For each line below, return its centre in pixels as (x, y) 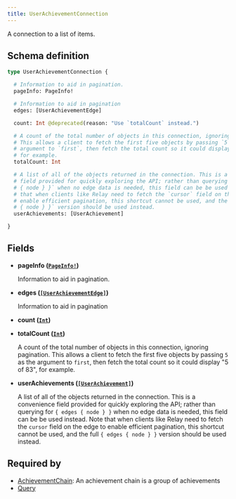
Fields (21, 248)
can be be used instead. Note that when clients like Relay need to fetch (120, 419)
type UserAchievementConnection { (58, 72)
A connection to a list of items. (51, 34)
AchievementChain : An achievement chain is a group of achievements (119, 480)
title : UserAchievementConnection (58, 14)
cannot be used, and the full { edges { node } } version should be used (122, 434)
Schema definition (48, 56)
